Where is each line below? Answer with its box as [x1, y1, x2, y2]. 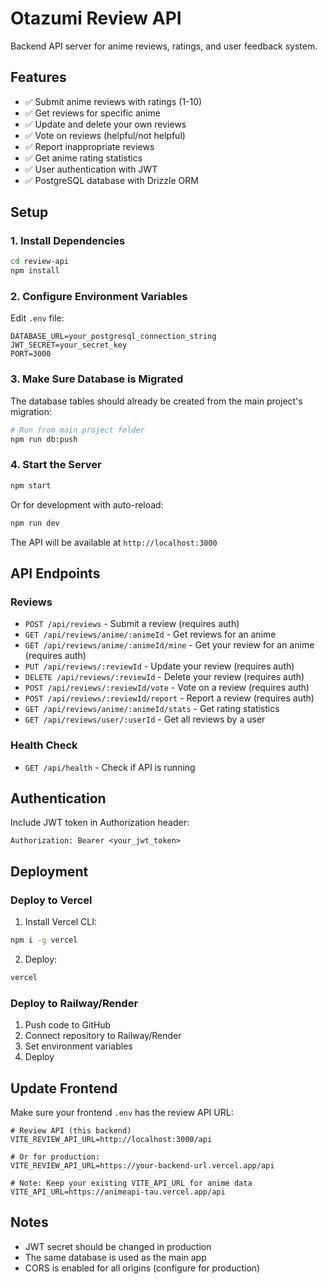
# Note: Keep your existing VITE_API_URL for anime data [10, 1178, 253, 1188]
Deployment [10, 863, 89, 880]
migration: [10, 405, 53, 417]
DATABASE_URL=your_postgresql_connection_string [10, 332, 217, 342]
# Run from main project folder [10, 425, 145, 435]
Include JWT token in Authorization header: [10, 817, 190, 829]
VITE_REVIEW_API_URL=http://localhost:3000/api [10, 1134, 213, 1144]
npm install [10, 266, 60, 276]
